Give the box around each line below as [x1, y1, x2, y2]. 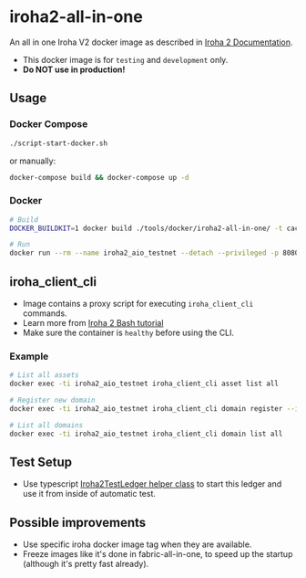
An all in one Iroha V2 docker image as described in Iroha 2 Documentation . [9, 37, 293, 47]
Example [9, 350, 49, 363]
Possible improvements [9, 514, 147, 531]
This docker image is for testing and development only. [22, 54, 229, 65]
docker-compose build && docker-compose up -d [9, 173, 189, 182]
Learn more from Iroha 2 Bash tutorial [22, 317, 164, 328]
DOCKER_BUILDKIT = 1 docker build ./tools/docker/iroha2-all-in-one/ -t [9, 224, 283, 233]
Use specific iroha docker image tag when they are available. [22, 539, 252, 550]
